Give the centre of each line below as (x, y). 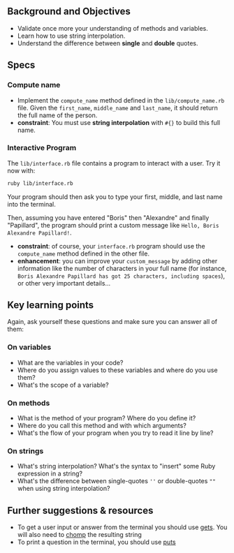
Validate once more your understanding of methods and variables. (112, 28)
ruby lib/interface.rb (40, 183)
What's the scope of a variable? (63, 385)
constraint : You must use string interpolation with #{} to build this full (119, 122)
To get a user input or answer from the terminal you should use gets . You (122, 527)
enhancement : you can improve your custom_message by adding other (117, 260)
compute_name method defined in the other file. (83, 253)
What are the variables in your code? (70, 362)
